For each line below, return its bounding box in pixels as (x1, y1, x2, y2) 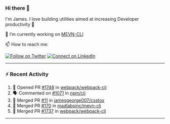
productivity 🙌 (5, 21, 34, 27)
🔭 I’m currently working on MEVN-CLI (5, 31, 83, 37)
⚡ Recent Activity (5, 71, 49, 78)
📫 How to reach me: (5, 42, 49, 48)
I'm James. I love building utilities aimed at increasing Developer (5, 16, 139, 22)
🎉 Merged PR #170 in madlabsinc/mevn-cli (12, 102, 101, 108)
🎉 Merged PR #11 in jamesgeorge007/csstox (12, 97, 105, 103)
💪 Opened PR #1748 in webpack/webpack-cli (12, 84, 107, 90)
